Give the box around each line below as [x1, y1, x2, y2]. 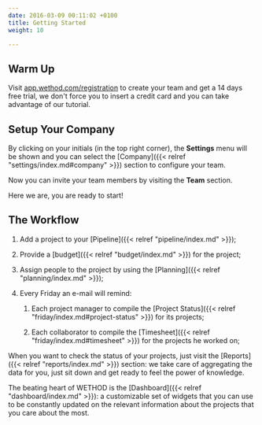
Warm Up [8, 62, 55, 76]
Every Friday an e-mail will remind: [19, 288, 132, 297]
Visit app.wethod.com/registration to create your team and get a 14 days [8, 83, 242, 93]
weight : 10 [8, 26, 44, 34]
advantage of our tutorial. [8, 100, 90, 109]
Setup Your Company [8, 123, 116, 136]
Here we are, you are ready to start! [8, 190, 124, 200]
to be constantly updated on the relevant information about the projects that [8, 399, 254, 409]
